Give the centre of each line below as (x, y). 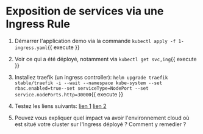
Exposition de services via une (85, 11)
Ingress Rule (38, 24)
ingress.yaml (31, 48)
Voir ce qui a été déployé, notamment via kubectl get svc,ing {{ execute (105, 59)
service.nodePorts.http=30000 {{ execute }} (69, 94)
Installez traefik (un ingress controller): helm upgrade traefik (91, 77)
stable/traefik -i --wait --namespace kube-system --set (88, 83)
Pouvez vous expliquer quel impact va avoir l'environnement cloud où (102, 118)
